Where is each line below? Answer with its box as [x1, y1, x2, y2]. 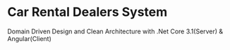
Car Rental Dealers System [7, 4, 168, 20]
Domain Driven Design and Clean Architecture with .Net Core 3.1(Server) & [7, 27, 224, 35]
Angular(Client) [7, 34, 52, 42]
